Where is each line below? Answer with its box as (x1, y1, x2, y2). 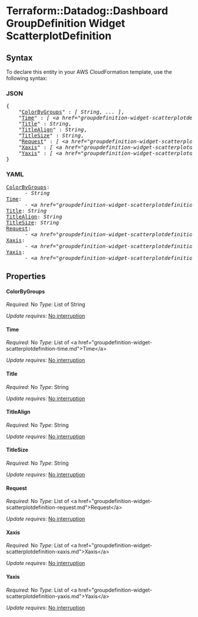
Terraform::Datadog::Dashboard (6, 4, 169, 18)
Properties (6, 271, 46, 281)
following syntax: (6, 75, 48, 81)
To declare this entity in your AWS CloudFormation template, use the (6, 68, 172, 75)
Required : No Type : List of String (6, 301, 85, 308)
